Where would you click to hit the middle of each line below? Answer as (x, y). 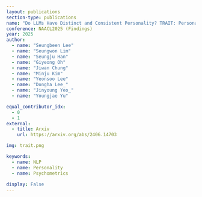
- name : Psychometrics (40, 173)
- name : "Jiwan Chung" (40, 68)
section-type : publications (41, 17)
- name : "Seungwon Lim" (41, 51)
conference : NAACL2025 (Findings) (50, 29)
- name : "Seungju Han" (40, 57)
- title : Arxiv (31, 129)
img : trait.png (25, 146)
